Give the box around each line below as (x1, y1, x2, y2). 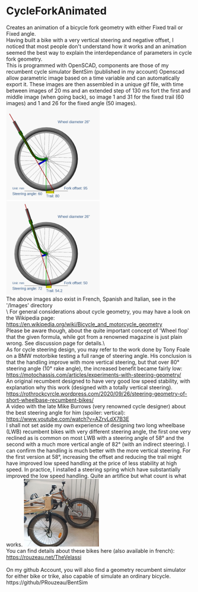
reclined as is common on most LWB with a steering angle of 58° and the (6, 434, 184, 441)
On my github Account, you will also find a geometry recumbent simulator (6, 566, 186, 573)
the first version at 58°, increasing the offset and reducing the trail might (6, 453, 182, 460)
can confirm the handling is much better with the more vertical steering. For (6, 447, 191, 454)
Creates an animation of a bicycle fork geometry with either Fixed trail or (6, 24, 183, 31)
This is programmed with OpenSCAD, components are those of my (6, 61, 169, 69)
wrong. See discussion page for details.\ (6, 339, 105, 347)
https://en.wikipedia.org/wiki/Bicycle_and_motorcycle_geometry (6, 320, 163, 328)
